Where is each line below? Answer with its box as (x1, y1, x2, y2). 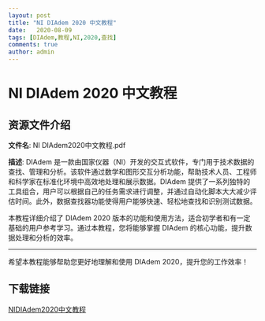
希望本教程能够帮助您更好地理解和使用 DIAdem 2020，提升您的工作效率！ (8, 257, 249, 266)
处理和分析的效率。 (14, 233, 77, 242)
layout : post (8, 11, 51, 20)
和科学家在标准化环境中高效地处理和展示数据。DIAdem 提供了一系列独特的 (8, 177, 251, 186)
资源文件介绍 (8, 118, 71, 131)
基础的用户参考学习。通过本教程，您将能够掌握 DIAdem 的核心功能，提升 (8, 223, 246, 232)
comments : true (8, 41, 58, 49)
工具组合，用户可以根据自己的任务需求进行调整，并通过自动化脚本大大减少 (8, 186, 250, 196)
